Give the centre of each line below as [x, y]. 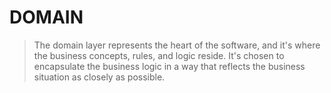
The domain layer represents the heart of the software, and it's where [177, 45]
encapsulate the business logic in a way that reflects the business [169, 66]
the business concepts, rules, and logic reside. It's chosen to [159, 55]
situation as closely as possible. [99, 77]
